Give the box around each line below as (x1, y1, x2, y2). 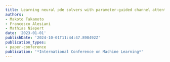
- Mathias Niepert (5, 26, 44, 31)
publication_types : (5, 40, 47, 45)
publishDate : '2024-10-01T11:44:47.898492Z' (5, 35, 101, 40)
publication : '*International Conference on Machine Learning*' (5, 49, 144, 54)
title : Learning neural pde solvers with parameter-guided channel (5, 7, 151, 12)
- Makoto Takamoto (5, 16, 44, 21)
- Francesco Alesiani (5, 21, 51, 26)
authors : (5, 12, 24, 17)
